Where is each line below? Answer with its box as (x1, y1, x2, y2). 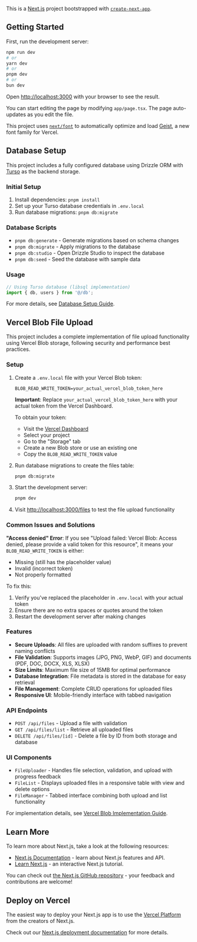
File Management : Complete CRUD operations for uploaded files (14, 685, 173, 692)
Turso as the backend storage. (6, 168, 81, 175)
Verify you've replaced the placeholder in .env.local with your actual (14, 594, 183, 601)
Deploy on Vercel (6, 895, 71, 905)
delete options (14, 786, 50, 793)
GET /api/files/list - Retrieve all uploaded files (14, 726, 134, 733)
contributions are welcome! (6, 878, 73, 885)
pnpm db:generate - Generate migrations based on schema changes (14, 237, 179, 244)
